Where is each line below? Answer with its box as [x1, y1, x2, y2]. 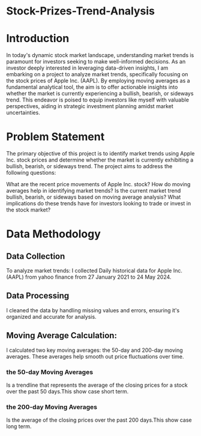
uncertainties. [6, 109, 40, 117]
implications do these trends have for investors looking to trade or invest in [6, 200, 191, 207]
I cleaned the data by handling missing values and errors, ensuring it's [6, 306, 180, 313]
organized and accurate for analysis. [6, 313, 97, 320]
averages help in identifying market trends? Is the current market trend [6, 187, 181, 195]
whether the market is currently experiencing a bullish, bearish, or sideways [6, 90, 194, 97]
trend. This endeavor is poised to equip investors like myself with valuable [6, 96, 189, 103]
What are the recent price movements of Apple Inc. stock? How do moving [6, 181, 191, 188]
